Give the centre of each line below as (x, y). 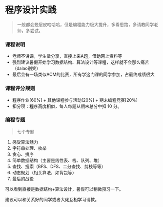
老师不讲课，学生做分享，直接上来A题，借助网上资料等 (67, 56)
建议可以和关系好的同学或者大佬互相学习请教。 (52, 199)
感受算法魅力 (25, 142)
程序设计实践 (31, 10)
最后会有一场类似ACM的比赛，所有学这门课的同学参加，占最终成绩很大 (83, 74)
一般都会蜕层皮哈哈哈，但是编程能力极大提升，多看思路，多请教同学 (85, 24)
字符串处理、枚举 (29, 148)
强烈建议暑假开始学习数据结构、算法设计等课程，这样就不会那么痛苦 (81, 62)
